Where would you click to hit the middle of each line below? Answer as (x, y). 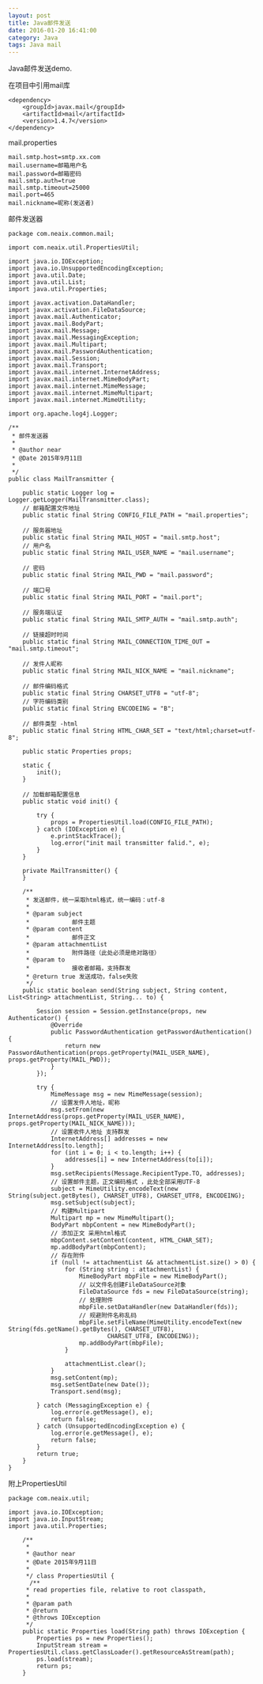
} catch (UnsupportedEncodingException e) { (111, 1426)
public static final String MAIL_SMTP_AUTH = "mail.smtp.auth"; (130, 620)
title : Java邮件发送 (39, 23)
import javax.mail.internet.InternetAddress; (84, 373)
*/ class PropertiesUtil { (70, 1576)
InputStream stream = (72, 1646)
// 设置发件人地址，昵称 (85, 1103)
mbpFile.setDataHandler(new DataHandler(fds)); (158, 1307)
